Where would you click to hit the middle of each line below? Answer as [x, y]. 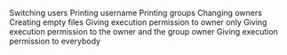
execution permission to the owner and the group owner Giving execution [143, 31]
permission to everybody [55, 41]
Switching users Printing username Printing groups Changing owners [136, 13]
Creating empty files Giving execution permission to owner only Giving [138, 22]
